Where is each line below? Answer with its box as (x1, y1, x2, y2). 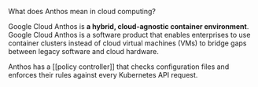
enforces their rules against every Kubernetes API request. (8, 71, 198, 79)
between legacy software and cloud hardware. (8, 47, 160, 56)
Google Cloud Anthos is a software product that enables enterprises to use (8, 31, 251, 39)
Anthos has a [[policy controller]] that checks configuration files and (8, 62, 230, 71)
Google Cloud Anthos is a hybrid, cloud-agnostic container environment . (8, 22, 249, 31)
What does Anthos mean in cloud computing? (8, 7, 156, 16)
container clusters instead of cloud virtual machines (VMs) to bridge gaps (8, 38, 247, 48)
